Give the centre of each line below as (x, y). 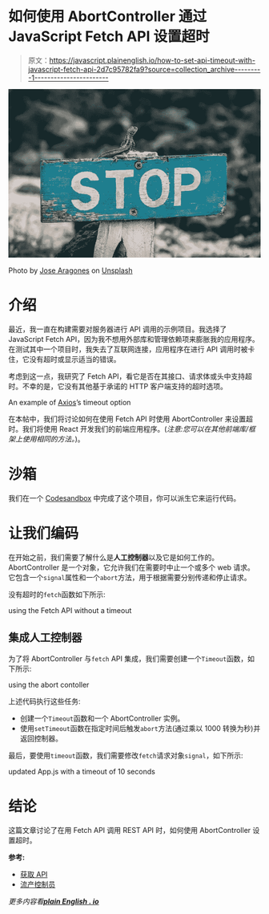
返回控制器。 (41, 738)
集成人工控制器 (45, 638)
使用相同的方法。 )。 (54, 439)
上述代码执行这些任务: (45, 701)
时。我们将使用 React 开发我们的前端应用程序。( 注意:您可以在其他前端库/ (128, 429)
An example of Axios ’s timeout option (70, 403)
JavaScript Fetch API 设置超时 (109, 37)
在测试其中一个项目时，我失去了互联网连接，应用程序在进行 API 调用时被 (128, 349)
